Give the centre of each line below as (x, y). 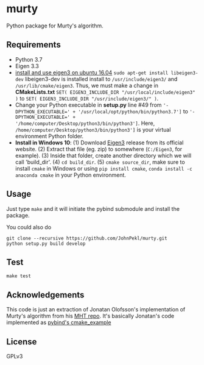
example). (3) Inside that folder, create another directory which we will (103, 155)
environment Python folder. (49, 136)
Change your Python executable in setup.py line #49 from (88, 105)
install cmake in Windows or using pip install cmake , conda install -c (104, 168)
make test (19, 276)
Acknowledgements (45, 295)
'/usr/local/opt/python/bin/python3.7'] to (133, 111)
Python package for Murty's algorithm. (55, 26)
